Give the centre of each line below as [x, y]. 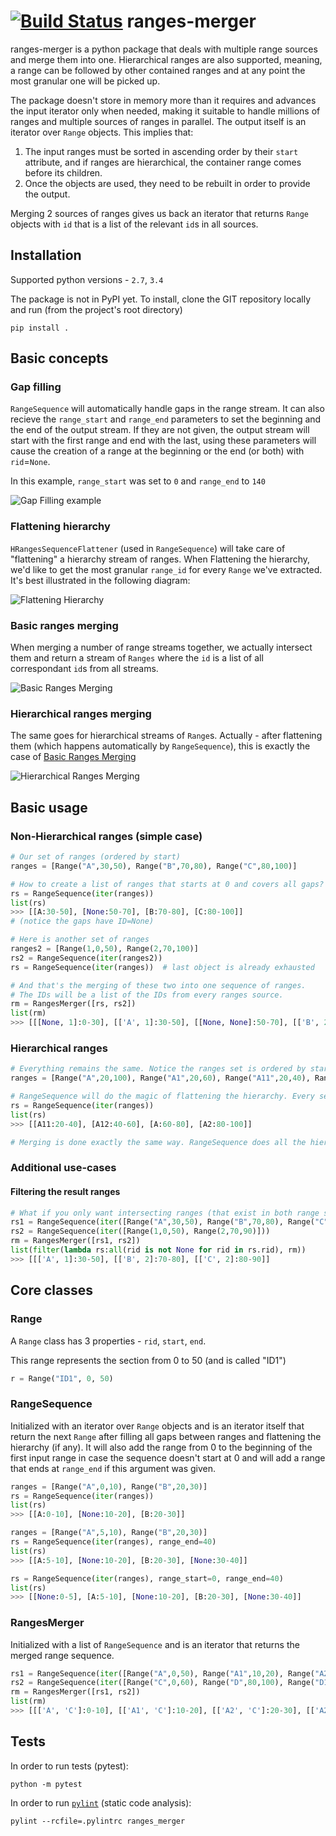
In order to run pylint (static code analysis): [101, 1802]
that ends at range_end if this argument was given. [113, 1468]
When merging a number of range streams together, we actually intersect [161, 647]
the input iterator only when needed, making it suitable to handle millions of [165, 111]
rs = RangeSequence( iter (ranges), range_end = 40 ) [113, 1542]
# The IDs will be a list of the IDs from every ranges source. [147, 995]
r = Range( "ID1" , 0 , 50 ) [62, 1378]
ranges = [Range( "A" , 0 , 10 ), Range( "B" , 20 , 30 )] [109, 1486]
